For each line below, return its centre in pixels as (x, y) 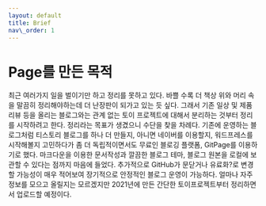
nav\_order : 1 (32, 30)
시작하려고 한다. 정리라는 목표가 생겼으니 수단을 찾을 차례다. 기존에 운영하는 (133, 125)
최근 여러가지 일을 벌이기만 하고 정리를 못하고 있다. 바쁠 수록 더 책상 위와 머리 (127, 95)
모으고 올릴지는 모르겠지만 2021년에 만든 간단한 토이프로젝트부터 (129, 185)
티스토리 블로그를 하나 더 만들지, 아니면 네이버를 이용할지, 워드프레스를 (144, 135)
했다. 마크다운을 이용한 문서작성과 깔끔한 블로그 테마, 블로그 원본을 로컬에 (136, 154)
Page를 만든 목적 (61, 72)
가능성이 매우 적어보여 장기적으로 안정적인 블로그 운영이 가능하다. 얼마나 (127, 174)
